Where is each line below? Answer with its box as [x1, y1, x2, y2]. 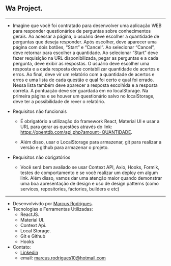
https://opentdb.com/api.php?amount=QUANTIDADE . [20, 129, 132, 135]
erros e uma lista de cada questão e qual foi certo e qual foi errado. [12, 77, 154, 83]
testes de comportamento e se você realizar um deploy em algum [20, 170, 158, 176]
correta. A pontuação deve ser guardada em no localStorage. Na [12, 87, 149, 93]
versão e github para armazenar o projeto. [20, 144, 109, 150]
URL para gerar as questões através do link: [20, 124, 112, 130]
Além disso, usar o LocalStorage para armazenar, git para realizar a [20, 139, 162, 145]
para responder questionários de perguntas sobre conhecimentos [12, 28, 151, 34]
